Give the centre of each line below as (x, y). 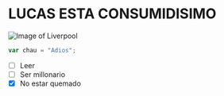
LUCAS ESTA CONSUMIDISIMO (112, 14)
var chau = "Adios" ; (42, 50)
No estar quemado (50, 83)
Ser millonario (42, 74)
